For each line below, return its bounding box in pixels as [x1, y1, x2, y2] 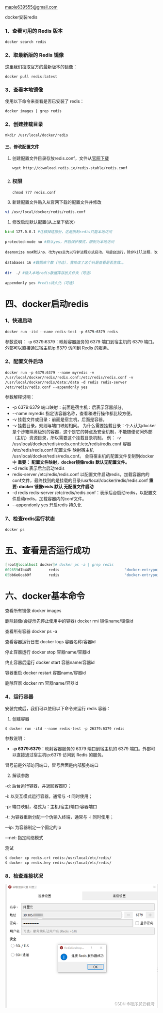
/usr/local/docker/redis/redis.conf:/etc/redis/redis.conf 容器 [12, 441, 131, 447]
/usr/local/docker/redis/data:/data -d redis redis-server [5, 380, 127, 385]
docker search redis [5, 40, 47, 44]
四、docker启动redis [5, 298, 89, 310]
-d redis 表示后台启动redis [12, 465, 65, 471]
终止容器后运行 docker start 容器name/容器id [5, 659, 95, 665]
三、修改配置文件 [5, 143, 39, 149]
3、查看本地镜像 [5, 86, 44, 93]
